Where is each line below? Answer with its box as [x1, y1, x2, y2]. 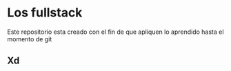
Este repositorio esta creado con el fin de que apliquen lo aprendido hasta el [7, 28, 224, 36]
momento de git [7, 34, 52, 43]
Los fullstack [7, 5, 83, 21]
